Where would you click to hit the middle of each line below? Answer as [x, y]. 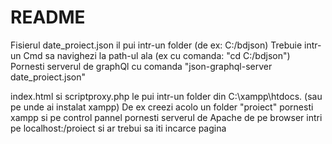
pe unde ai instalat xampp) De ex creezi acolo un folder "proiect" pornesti [162, 107]
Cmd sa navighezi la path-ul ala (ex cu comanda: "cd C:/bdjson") [157, 55]
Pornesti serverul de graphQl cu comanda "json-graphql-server [141, 66]
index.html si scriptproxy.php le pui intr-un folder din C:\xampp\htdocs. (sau [166, 96]
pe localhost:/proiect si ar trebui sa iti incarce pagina [118, 128]
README [48, 17]
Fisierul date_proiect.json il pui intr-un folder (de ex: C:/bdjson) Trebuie [156, 45]
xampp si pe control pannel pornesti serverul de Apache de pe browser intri [166, 117]
